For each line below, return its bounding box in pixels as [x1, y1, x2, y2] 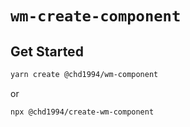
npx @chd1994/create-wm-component [10, 107, 155, 117]
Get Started [10, 43, 84, 60]
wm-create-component [10, 7, 182, 26]
